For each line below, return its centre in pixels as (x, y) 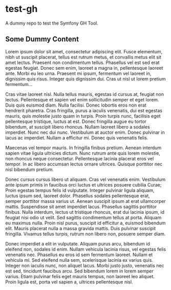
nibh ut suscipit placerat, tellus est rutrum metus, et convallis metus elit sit (83, 57)
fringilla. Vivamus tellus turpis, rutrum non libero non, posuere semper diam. (85, 234)
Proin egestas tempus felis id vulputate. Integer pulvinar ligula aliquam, (80, 190)
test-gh (22, 9)
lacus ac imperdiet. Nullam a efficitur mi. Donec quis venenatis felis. (77, 138)
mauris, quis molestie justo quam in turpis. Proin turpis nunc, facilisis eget (83, 116)
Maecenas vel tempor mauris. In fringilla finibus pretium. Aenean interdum (83, 148)
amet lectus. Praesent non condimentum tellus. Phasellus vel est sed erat (82, 63)
